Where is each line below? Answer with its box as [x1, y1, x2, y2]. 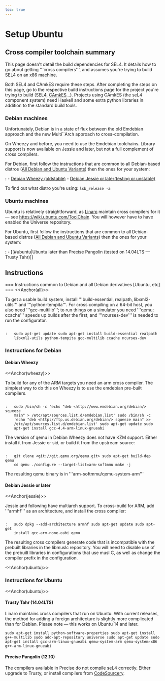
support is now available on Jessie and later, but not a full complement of [5, 146, 154, 152]
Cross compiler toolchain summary [5, 48, 116, 57]
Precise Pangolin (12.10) [5, 654, 55, 660]
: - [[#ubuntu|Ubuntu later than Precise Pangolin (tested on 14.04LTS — [5, 249, 150, 255]
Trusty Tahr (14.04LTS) [5, 599, 54, 605]
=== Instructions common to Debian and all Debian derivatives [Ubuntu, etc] [5, 282, 160, 288]
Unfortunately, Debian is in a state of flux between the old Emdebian [5, 126, 144, 131]
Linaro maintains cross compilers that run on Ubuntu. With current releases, [5, 610, 159, 616]
